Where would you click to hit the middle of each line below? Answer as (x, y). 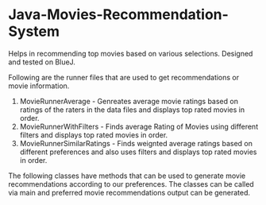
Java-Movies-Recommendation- (118, 15)
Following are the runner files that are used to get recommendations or (124, 77)
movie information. (39, 86)
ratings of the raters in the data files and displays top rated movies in (132, 110)
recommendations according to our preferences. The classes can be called (131, 184)
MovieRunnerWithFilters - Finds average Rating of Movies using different (139, 126)
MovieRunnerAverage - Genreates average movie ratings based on (129, 101)
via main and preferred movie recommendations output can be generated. (129, 192)
